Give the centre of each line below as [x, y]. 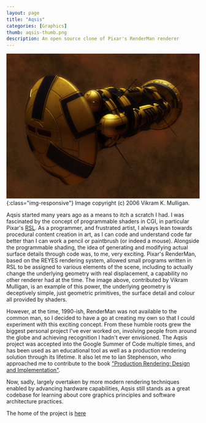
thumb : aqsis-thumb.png [37, 32]
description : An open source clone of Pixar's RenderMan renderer [93, 39]
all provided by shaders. [37, 300]
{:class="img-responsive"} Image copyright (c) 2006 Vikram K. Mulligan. [98, 203]
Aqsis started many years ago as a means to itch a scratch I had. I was [95, 215]
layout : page [23, 13]
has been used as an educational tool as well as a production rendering [97, 351]
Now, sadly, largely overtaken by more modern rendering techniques [93, 382]
